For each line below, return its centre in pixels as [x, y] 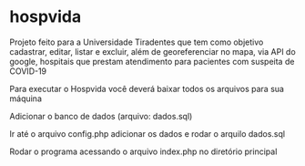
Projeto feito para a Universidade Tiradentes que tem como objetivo [137, 42]
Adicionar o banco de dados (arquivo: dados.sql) [101, 116]
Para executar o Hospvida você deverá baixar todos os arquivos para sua [147, 88]
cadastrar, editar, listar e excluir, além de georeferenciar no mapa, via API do [152, 51]
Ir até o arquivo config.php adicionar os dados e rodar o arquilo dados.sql [147, 133]
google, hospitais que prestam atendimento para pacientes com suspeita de [152, 61]
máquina [26, 99]
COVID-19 [28, 71]
